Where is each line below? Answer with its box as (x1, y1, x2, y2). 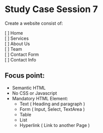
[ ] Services (5, 35, 29, 41)
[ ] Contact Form (5, 51, 39, 57)
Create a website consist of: (5, 20, 63, 26)
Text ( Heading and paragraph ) (19, 101, 85, 107)
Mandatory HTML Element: (12, 95, 69, 101)
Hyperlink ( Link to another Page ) (19, 122, 90, 128)
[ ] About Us (5, 40, 30, 46)
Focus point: (5, 72, 45, 80)
